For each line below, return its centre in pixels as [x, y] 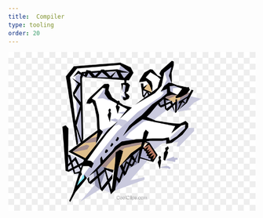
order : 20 [24, 33]
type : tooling [31, 25]
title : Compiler [37, 16]
